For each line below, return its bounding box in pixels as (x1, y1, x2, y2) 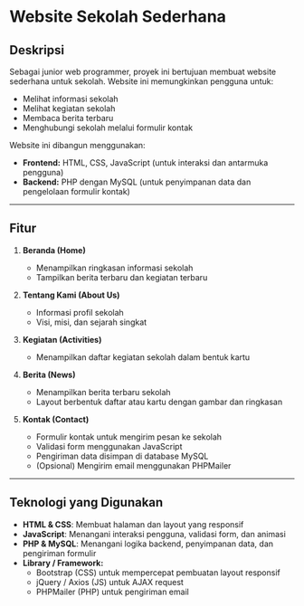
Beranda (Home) (22, 244, 86, 255)
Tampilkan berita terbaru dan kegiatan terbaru (35, 271, 208, 282)
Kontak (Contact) (22, 413, 90, 424)
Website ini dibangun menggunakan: (9, 140, 147, 150)
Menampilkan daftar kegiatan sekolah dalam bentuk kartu (35, 351, 251, 363)
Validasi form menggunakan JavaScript (35, 440, 183, 451)
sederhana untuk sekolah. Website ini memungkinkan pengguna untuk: (9, 76, 274, 87)
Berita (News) (22, 369, 76, 380)
